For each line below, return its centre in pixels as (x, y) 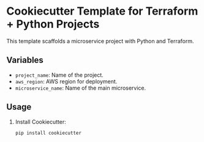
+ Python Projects (53, 24)
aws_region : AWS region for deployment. (66, 81)
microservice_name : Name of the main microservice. (81, 88)
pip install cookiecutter (48, 133)
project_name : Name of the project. (59, 75)
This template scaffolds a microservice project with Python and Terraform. (100, 41)
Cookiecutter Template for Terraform (102, 11)
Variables (25, 60)
